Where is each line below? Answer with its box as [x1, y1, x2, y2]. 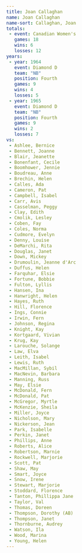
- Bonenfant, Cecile [8, 159, 60, 165]
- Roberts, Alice [8, 443, 52, 449]
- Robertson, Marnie [8, 449, 60, 455]
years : [6, 53, 23, 59]
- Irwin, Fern [8, 315, 44, 321]
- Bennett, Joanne [8, 148, 55, 154]
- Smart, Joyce [8, 471, 47, 477]
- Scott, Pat [8, 460, 42, 466]
